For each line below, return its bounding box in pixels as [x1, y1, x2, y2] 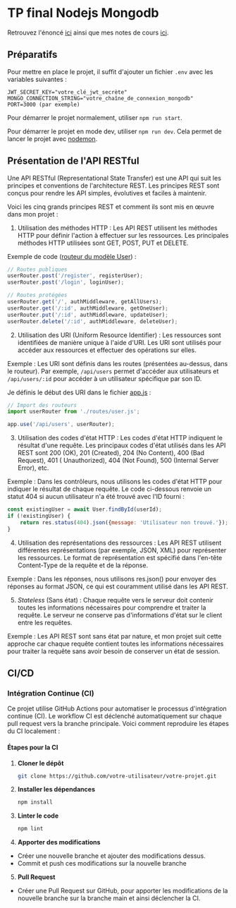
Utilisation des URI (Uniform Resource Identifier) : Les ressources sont [17, 330, 222, 339]
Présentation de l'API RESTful [7, 155, 139, 167]
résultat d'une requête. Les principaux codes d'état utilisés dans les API [17, 441, 226, 449]
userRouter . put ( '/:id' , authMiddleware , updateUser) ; [7, 311, 169, 318]
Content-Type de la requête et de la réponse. [17, 561, 149, 569]
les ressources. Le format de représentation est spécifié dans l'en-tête [17, 553, 223, 562]
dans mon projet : [7, 210, 58, 218]
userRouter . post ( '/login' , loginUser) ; [7, 279, 125, 286]
